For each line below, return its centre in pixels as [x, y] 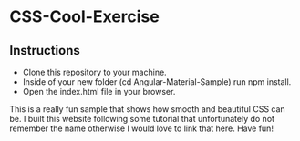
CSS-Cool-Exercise [84, 17]
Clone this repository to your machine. [94, 72]
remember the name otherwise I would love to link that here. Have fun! [141, 128]
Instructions [45, 50]
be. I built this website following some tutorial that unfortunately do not [142, 119]
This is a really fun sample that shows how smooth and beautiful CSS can [147, 109]
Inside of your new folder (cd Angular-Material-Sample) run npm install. [157, 82]
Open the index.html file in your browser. [99, 91]
